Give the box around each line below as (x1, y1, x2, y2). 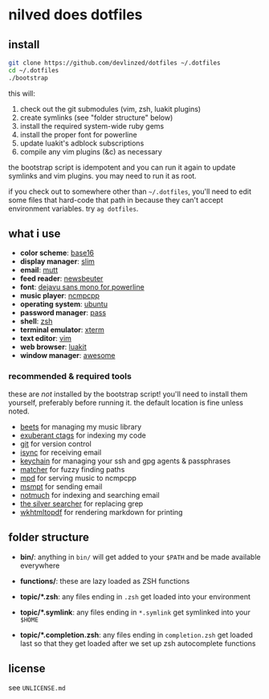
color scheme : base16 (19, 248, 95, 258)
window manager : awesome (19, 351, 116, 360)
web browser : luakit (19, 342, 87, 352)
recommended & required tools (8, 371, 132, 382)
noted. (8, 406, 30, 416)
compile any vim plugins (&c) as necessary (19, 146, 162, 156)
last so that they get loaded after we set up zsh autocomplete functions (19, 638, 256, 648)
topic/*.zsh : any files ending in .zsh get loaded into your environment (19, 591, 251, 601)
